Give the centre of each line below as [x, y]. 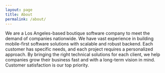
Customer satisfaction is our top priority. [47, 65]
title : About [19, 14]
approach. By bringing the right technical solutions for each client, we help [83, 54]
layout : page [19, 10]
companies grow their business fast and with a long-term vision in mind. [80, 60]
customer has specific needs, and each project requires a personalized [79, 49]
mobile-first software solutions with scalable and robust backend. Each [79, 44]
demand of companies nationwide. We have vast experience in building [79, 38]
